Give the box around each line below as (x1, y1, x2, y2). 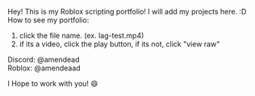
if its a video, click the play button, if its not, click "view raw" (19, 39, 220, 49)
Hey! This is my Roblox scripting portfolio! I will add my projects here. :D (7, 7, 247, 16)
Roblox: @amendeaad (7, 63, 82, 73)
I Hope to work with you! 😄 (7, 79, 98, 88)
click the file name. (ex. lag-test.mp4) (19, 31, 144, 40)
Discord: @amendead (7, 55, 80, 64)
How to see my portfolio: (7, 15, 90, 25)
